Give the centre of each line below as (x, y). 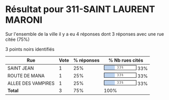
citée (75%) (18, 39)
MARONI (24, 20)
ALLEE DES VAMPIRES (31, 83)
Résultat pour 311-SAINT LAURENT (80, 9)
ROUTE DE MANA (26, 76)
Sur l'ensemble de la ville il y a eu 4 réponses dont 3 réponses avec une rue (85, 34)
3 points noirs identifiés (30, 49)
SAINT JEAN (21, 68)
